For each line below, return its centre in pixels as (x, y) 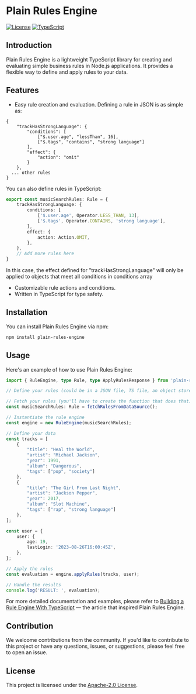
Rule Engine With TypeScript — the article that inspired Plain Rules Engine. (96, 607)
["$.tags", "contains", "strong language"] (91, 142)
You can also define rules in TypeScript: (54, 188)
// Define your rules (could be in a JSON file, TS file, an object (91, 391)
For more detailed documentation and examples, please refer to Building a (95, 602)
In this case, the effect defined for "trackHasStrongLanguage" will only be (95, 270)
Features (22, 90)
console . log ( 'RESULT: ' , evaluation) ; (53, 590)
